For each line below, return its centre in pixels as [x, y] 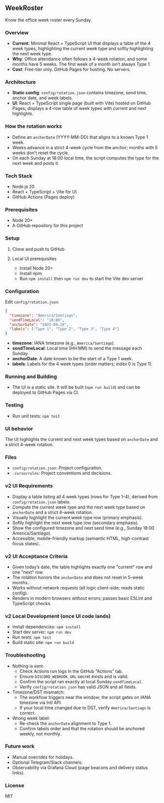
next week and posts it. [36, 163]
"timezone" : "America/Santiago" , [44, 315]
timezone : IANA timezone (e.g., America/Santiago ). [63, 343]
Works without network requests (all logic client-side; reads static [78, 588]
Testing [14, 405]
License [15, 785]
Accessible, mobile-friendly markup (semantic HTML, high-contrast [81, 538]
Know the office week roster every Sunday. [48, 20]
